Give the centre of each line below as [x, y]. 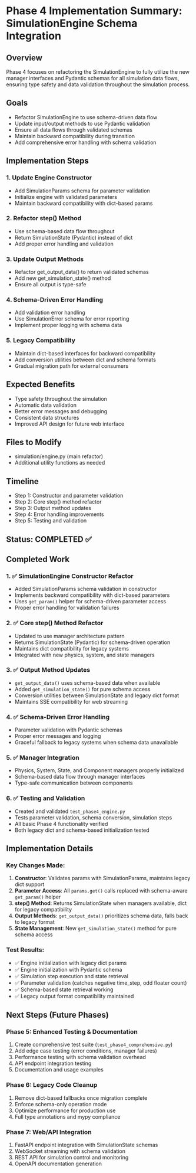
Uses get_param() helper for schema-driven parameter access [90, 602]
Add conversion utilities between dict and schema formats [85, 360]
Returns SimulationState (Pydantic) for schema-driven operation [92, 642]
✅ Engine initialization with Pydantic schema [68, 969]
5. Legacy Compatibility [41, 341]
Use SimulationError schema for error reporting [72, 319]
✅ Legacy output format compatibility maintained [74, 996]
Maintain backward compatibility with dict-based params [84, 203]
